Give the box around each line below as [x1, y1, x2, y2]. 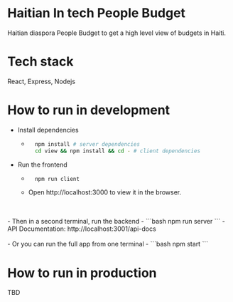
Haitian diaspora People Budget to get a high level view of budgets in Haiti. [7, 28, 226, 37]
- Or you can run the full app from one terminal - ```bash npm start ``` [7, 240, 208, 249]
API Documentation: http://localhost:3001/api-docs [7, 224, 156, 233]
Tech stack [7, 53, 74, 70]
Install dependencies [17, 125, 80, 134]
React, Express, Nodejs [7, 77, 76, 85]
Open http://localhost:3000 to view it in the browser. [28, 188, 182, 197]
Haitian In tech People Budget [7, 5, 186, 21]
